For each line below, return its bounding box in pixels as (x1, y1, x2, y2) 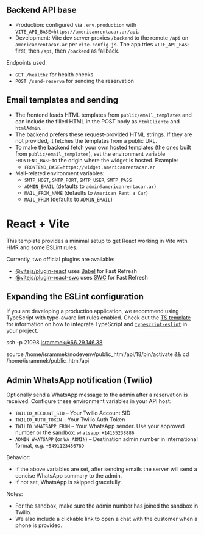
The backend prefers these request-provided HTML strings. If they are (15, 131, 192, 138)
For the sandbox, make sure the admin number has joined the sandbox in (15, 502, 199, 509)
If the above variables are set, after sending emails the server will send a (15, 465, 197, 473)
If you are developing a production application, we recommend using (6, 308, 179, 315)
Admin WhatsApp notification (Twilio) (6, 375, 153, 385)
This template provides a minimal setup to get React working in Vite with (6, 237, 188, 244)
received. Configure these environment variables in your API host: (6, 398, 172, 405)
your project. (6, 327, 38, 335)
